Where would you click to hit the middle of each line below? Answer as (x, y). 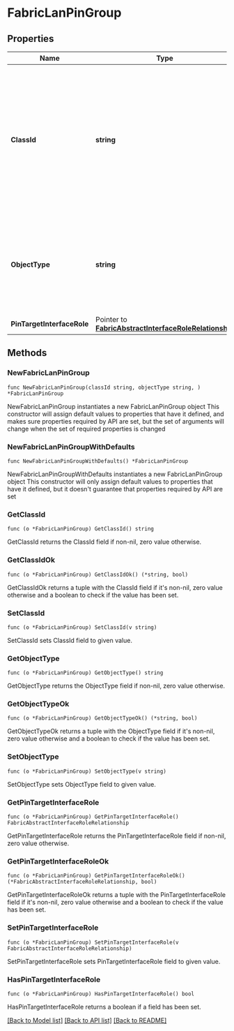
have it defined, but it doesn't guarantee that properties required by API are (115, 489)
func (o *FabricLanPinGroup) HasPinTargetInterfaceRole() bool (101, 994)
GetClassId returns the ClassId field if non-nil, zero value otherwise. (104, 542)
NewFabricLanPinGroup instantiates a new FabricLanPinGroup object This (113, 406)
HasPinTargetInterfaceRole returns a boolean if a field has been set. (104, 1007)
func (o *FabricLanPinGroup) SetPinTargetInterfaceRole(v (93, 942)
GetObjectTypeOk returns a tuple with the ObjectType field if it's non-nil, (111, 732)
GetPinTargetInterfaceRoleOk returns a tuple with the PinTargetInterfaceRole (117, 895)
